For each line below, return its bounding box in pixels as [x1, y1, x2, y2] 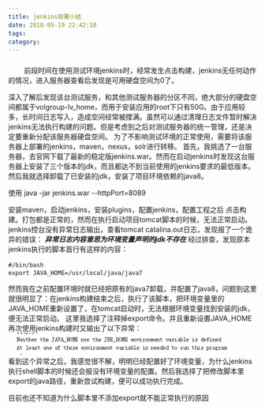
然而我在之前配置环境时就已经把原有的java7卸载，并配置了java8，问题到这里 [8, 284, 257, 294]
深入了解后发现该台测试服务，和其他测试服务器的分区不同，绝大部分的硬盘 [8, 92, 250, 102]
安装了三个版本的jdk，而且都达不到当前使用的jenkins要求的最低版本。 [28, 162, 256, 171]
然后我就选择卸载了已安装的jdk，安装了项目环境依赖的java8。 [8, 171, 209, 181]
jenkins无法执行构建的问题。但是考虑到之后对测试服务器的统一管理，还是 [8, 122, 246, 132]
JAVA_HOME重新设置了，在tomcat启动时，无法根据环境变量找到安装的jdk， [8, 304, 255, 314]
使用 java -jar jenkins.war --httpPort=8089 [8, 188, 146, 197]
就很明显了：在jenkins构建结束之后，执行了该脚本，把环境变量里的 [8, 294, 225, 303]
